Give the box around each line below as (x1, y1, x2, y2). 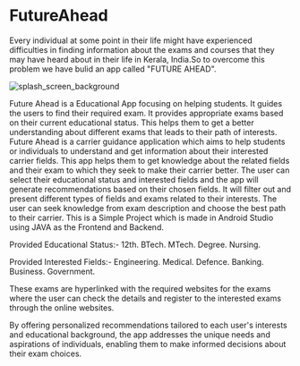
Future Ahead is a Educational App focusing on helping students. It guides (9, 98, 283, 108)
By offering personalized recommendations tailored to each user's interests (9, 319, 288, 330)
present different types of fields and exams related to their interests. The (9, 193, 278, 204)
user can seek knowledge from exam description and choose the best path (9, 202, 287, 213)
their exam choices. (9, 348, 82, 359)
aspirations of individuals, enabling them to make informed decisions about (9, 338, 287, 349)
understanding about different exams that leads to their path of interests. (9, 126, 278, 137)
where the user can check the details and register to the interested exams (9, 293, 282, 303)
